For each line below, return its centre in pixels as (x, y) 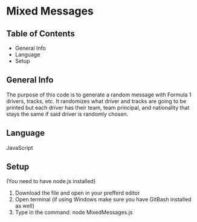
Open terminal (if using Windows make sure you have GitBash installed (103, 200)
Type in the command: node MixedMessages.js (74, 212)
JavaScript (20, 147)
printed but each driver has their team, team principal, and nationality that (98, 107)
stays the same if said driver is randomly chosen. (67, 114)
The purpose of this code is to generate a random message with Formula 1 (99, 95)
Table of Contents (41, 34)
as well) (25, 206)
